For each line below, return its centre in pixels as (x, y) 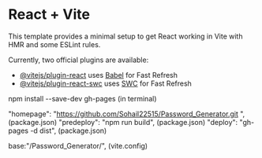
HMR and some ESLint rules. (54, 44)
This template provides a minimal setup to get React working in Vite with (125, 36)
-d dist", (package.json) (69, 130)
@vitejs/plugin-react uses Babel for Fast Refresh (99, 75)
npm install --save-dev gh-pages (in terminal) (82, 98)
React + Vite (49, 15)
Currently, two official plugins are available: (79, 60)
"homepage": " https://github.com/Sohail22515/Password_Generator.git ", (127, 114)
